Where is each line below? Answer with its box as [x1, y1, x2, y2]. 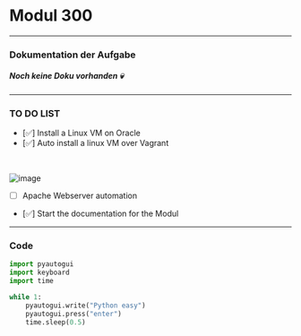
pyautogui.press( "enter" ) [25, 309, 123, 318]
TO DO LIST [9, 107, 61, 119]
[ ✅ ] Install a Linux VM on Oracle [21, 127, 141, 139]
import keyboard [9, 268, 70, 278]
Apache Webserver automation [21, 190, 137, 202]
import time [9, 277, 54, 286]
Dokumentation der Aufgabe [9, 48, 136, 61]
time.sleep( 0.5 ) [25, 317, 87, 327]
